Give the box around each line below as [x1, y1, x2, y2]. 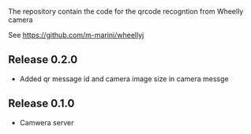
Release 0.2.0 [8, 53, 78, 66]
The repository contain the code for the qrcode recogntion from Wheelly [8, 7, 244, 16]
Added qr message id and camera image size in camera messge [19, 74, 229, 84]
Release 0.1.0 [8, 97, 75, 110]
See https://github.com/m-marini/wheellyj [8, 31, 144, 39]
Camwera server [19, 117, 74, 127]
